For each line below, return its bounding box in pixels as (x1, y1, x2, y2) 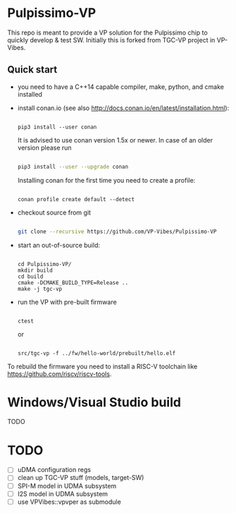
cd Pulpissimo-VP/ (17, 260, 72, 267)
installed (17, 90, 42, 98)
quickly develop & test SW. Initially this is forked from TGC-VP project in (7, 35, 216, 44)
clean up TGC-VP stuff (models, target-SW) (17, 473, 144, 482)
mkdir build (17, 267, 53, 274)
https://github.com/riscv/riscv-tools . (7, 369, 112, 378)
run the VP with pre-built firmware (17, 298, 118, 306)
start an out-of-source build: (17, 241, 101, 249)
